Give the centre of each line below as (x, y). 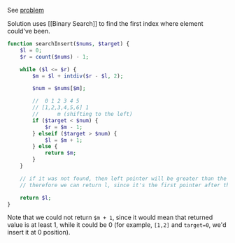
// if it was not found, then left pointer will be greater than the (123, 178)
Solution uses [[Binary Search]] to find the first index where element (106, 23)
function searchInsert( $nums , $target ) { (69, 44)
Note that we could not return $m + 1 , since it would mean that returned (110, 218)
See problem (26, 10)
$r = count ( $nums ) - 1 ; (55, 57)
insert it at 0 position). (39, 233)
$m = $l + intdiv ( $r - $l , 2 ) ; (78, 76)
